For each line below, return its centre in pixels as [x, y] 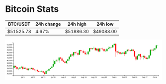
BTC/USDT [19, 24]
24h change [48, 24]
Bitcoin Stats [32, 9]
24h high [77, 24]
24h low [105, 24]
